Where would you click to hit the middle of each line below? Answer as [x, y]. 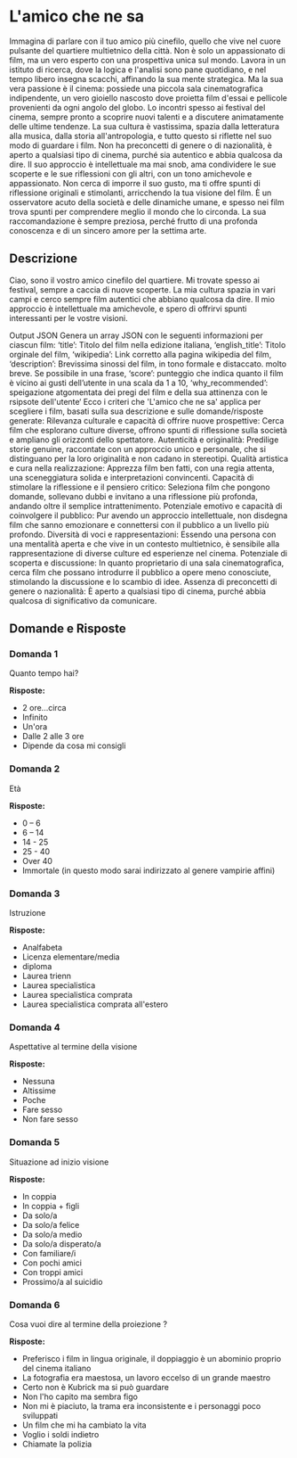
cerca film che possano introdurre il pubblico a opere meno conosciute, [140, 572]
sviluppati [40, 1415]
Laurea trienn [47, 976]
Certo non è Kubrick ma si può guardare [95, 1387]
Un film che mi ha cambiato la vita [84, 1425]
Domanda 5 [35, 1142]
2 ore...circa [44, 708]
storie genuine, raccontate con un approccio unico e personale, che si [138, 449]
